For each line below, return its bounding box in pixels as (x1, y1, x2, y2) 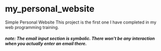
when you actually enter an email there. (5, 40, 87, 46)
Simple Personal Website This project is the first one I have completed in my (5, 19, 157, 25)
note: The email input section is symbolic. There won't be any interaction (5, 35, 155, 41)
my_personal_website (5, 3, 95, 14)
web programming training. (5, 24, 59, 30)
